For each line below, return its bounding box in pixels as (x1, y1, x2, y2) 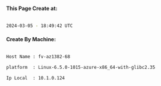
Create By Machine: (6, 35, 56, 42)
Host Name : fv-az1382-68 (6, 54, 70, 60)
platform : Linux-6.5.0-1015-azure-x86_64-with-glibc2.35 (6, 65, 156, 71)
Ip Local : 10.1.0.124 (6, 75, 65, 81)
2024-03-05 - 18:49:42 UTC (6, 23, 73, 29)
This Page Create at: (6, 5, 58, 12)
